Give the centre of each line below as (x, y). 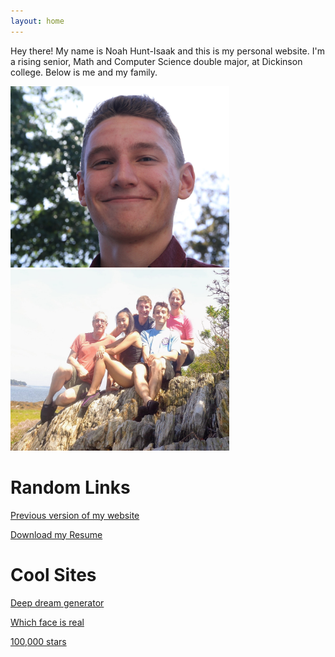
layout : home (37, 21)
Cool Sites (53, 574)
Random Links (70, 487)
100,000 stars (38, 641)
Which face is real (47, 622)
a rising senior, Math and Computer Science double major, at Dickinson (156, 61)
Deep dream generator (57, 602)
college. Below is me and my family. (84, 72)
